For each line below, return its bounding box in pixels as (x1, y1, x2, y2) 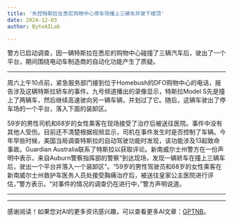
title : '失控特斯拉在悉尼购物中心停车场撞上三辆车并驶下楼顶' (7, 10, 164, 17)
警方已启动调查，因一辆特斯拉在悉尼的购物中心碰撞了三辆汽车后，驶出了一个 (7, 49, 226, 57)
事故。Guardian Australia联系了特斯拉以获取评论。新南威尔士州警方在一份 (7, 145, 218, 154)
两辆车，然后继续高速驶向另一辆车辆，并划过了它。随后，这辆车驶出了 (19, 96, 220, 104)
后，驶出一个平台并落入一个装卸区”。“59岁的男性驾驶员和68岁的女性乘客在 (7, 163, 222, 171)
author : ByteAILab (7, 23, 60, 30)
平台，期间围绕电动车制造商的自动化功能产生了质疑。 (7, 57, 159, 66)
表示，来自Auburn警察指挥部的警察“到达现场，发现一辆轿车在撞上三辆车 (19, 154, 225, 163)
